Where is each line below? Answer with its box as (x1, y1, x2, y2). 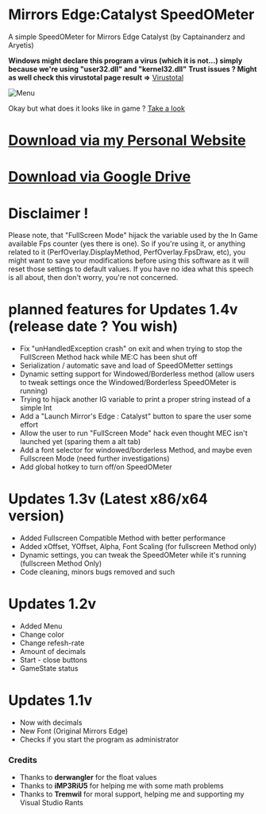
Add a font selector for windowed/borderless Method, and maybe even (19, 446, 253, 455)
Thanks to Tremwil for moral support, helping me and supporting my (19, 789, 245, 799)
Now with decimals (19, 718, 83, 727)
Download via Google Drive (8, 168, 191, 186)
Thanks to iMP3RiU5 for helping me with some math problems (19, 781, 224, 791)
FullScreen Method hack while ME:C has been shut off (19, 352, 198, 362)
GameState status (19, 664, 79, 673)
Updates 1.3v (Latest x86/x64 (8, 490, 209, 508)
